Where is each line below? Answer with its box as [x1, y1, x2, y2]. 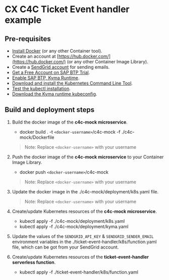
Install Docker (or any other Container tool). [12, 48, 102, 54]
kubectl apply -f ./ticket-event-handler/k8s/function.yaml [19, 269, 138, 275]
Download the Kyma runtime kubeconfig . [12, 91, 97, 97]
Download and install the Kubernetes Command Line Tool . [12, 80, 133, 86]
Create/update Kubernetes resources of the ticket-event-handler [12, 254, 149, 260]
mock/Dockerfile [19, 134, 54, 140]
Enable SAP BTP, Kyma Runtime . [12, 75, 80, 81]
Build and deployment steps [5, 105, 95, 114]
